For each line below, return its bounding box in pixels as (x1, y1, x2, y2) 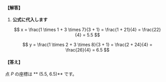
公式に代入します (12, 16, 48, 22)
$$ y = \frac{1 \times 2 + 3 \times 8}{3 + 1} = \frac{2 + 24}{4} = (22, 41, 153, 47)
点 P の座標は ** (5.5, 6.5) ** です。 (5, 71, 77, 77)
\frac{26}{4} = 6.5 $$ (65, 47, 110, 53)
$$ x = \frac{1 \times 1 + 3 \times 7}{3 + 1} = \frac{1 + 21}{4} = (14, 26, 141, 32)
